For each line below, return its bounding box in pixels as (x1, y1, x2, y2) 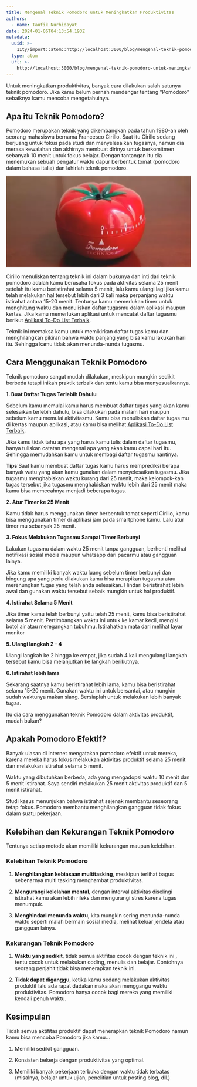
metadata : (6, 34, 30, 40)
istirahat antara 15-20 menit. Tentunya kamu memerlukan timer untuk (6, 298, 173, 305)
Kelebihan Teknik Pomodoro (6, 857, 88, 865)
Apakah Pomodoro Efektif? (6, 734, 107, 744)
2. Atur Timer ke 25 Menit (6, 498, 69, 505)
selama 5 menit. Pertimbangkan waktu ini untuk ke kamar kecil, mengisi (6, 616, 179, 623)
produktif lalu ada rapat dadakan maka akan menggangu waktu (14, 982, 168, 989)
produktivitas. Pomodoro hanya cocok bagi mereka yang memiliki (14, 988, 173, 995)
